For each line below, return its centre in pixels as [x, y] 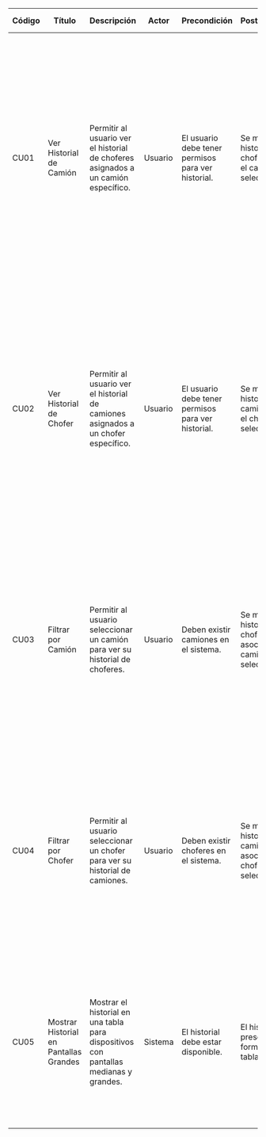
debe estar [201, 1042]
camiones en [205, 639]
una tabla [107, 1022]
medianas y [111, 1072]
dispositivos [112, 1042]
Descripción [113, 21]
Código [26, 21]
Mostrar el [109, 1002]
